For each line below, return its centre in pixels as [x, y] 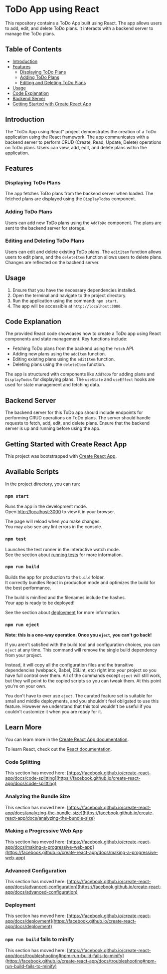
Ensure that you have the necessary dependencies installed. [74, 290]
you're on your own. [26, 686]
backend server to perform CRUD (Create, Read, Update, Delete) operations [83, 142]
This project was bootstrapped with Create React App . [61, 456]
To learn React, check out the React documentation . [59, 749]
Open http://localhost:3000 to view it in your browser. [60, 512]
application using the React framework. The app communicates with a [77, 137]
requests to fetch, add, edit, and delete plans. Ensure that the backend [77, 423]
